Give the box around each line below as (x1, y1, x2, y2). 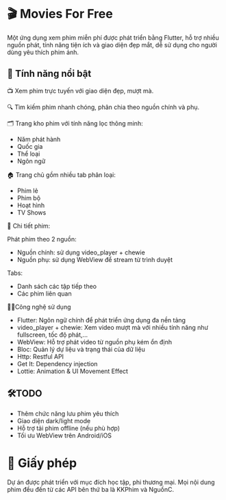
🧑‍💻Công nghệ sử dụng (7, 302, 71, 311)
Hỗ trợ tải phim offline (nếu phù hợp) (16, 424, 121, 432)
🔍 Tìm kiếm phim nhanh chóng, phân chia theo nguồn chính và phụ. (7, 103, 200, 111)
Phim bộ (16, 193, 41, 202)
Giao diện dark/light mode (16, 416, 91, 425)
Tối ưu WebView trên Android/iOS (16, 431, 112, 440)
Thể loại (16, 150, 40, 158)
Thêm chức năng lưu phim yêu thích (16, 409, 119, 418)
